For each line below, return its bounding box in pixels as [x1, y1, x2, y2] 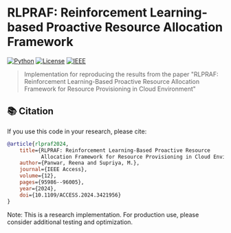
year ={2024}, [19, 185, 57, 192]
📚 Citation [7, 105, 54, 118]
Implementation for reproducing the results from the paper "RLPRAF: [23, 70, 219, 78]
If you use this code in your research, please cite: [7, 127, 147, 135]
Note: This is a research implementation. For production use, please [7, 210, 199, 219]
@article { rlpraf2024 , [7, 140, 69, 147]
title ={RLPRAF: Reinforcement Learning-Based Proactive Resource [19, 146, 211, 154]
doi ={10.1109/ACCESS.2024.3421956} [19, 191, 122, 199]
